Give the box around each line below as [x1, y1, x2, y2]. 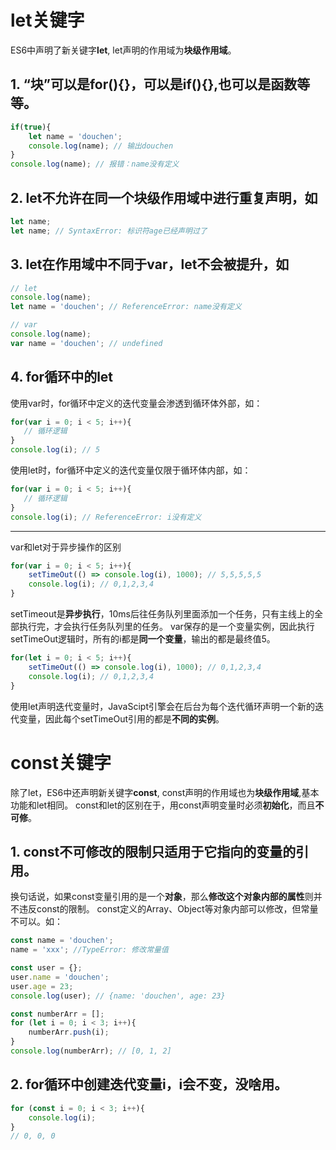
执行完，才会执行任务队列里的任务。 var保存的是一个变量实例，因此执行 [18, 621, 315, 633]
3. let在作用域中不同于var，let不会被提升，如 [10, 256, 290, 273]
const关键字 [10, 751, 112, 774]
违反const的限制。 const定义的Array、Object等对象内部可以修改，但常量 [18, 903, 319, 915]
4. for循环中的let [10, 369, 114, 386]
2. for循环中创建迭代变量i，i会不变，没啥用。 [10, 1076, 288, 1093]
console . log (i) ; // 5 [10, 445, 101, 455]
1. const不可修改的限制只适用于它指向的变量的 [10, 843, 297, 860]
